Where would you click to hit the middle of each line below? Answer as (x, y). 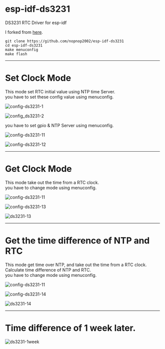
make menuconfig (22, 50)
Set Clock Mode (38, 78)
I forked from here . (24, 32)
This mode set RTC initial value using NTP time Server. (60, 91)
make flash (16, 54)
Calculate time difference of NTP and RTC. (48, 270)
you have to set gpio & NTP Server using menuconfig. (59, 125)
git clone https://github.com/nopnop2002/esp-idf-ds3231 (65, 41)
